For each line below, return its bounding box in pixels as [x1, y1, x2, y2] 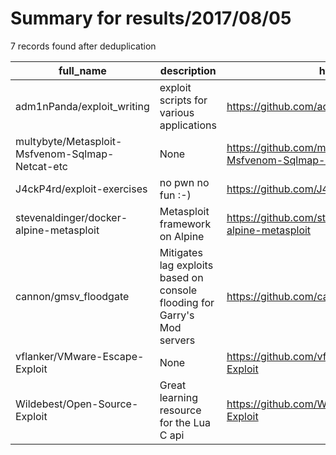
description [159, 63, 217, 77]
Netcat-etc [15, 159, 68, 173]
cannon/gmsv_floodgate [15, 289, 130, 303]
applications [159, 118, 217, 132]
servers [159, 333, 196, 347]
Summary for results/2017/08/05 [10, 7, 292, 30]
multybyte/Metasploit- [15, 134, 123, 148]
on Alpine [159, 229, 205, 243]
